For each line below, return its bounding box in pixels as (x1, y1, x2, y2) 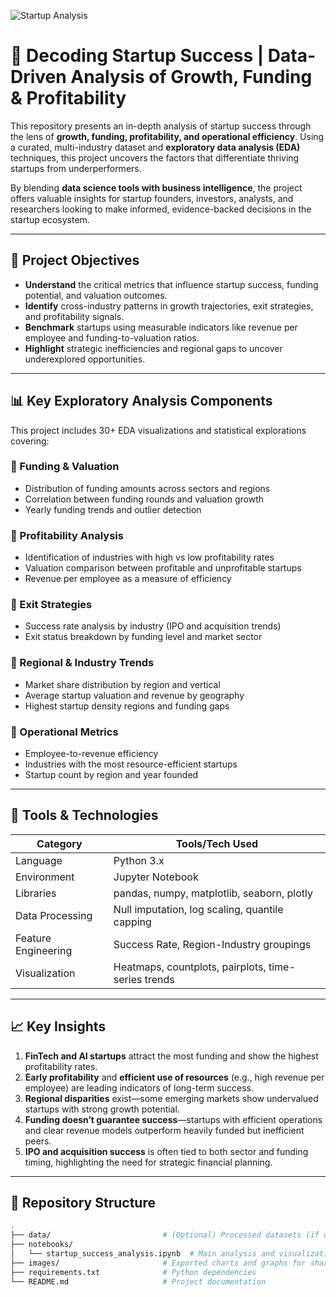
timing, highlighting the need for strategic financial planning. (24, 1156, 273, 1168)
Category (36, 836, 83, 850)
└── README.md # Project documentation (10, 1276, 267, 1287)
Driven (10, 66, 67, 89)
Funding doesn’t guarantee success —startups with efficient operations (24, 1113, 323, 1125)
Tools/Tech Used (175, 836, 259, 850)
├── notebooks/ (10, 1240, 74, 1250)
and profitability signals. (24, 310, 125, 322)
